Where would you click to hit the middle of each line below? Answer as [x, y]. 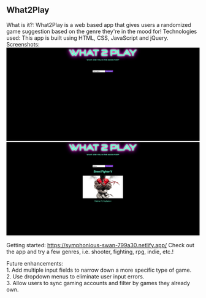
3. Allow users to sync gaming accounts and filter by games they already [98, 283]
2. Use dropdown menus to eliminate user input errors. [75, 276]
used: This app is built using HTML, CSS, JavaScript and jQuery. [87, 38]
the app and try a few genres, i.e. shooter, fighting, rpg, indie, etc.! [90, 251]
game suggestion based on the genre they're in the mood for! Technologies [102, 31]
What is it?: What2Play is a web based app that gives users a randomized [99, 24]
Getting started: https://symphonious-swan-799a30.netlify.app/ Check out [101, 245]
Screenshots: [23, 44]
